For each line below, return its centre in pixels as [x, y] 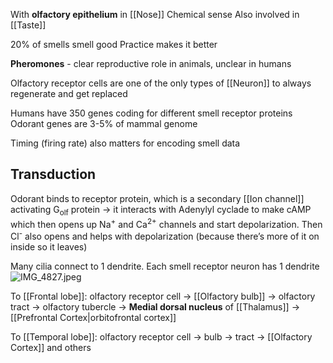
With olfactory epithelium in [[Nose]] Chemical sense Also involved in [155, 14]
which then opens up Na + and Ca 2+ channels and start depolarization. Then [166, 223]
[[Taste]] [28, 25]
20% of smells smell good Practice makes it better [114, 44]
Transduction [53, 174]
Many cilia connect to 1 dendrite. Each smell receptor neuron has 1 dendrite [165, 266]
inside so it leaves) [49, 246]
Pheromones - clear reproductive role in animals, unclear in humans [151, 63]
